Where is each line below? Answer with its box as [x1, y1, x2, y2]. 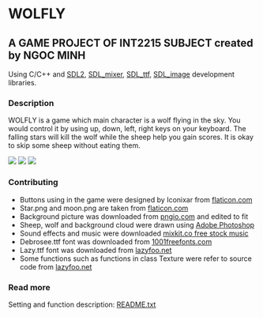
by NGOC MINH [8, 48, 86, 62]
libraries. [8, 78, 37, 87]
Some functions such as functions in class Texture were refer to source [19, 254, 253, 263]
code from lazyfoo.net [19, 262, 92, 271]
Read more [8, 281, 51, 292]
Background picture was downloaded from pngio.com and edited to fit [19, 211, 249, 221]
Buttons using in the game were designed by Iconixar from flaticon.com [19, 194, 253, 204]
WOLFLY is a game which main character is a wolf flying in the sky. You [8, 115, 241, 125]
